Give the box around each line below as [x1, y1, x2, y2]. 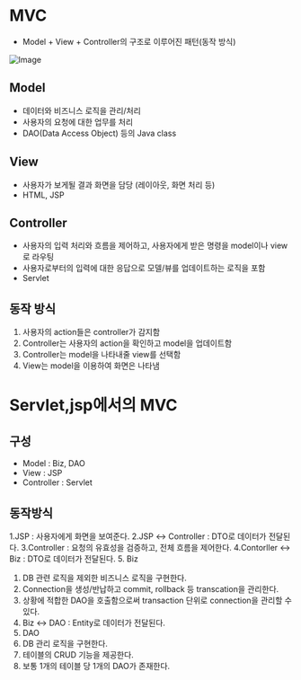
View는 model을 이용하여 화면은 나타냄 [22, 360, 160, 371]
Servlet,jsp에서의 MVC [9, 395, 178, 416]
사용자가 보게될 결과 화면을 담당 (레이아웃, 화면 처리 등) [22, 179, 216, 190]
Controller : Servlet [22, 477, 93, 488]
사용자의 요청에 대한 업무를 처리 [22, 116, 133, 127]
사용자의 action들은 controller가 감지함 [22, 327, 160, 338]
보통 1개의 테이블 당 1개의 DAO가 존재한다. [22, 661, 171, 671]
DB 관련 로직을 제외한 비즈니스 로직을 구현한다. [22, 572, 187, 583]
